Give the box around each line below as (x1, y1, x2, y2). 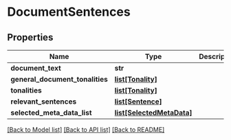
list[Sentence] (114, 97, 163, 106)
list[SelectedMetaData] (114, 108, 192, 117)
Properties (7, 32, 54, 43)
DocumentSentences (7, 4, 131, 20)
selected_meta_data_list (10, 108, 92, 117)
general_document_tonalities (10, 75, 108, 84)
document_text (10, 63, 62, 73)
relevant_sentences (10, 97, 77, 106)
